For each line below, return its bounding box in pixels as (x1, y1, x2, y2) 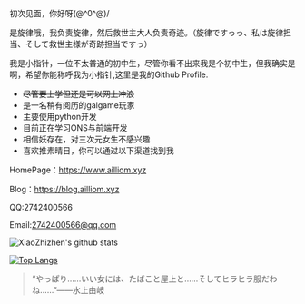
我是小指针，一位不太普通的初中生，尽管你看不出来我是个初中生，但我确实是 (9, 58, 296, 68)
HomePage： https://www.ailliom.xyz (9, 164, 147, 175)
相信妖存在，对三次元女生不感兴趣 (22, 134, 151, 144)
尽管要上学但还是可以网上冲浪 (22, 89, 134, 99)
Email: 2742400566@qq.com (9, 220, 117, 230)
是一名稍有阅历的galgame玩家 (22, 100, 135, 111)
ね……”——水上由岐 (31, 285, 105, 295)
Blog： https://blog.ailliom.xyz (9, 184, 120, 194)
